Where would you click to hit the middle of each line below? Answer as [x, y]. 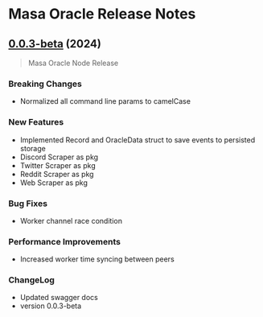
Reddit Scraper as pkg [57, 174]
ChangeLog [31, 280]
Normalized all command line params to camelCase [105, 101]
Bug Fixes [28, 204]
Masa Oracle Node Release [73, 63]
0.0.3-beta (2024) [55, 44]
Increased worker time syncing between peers [97, 259]
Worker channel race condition [71, 220]
